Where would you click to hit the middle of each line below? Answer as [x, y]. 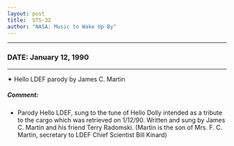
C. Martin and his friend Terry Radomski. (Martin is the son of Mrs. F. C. [120, 127]
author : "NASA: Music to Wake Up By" [62, 26]
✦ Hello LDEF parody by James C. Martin [66, 79]
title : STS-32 [29, 20]
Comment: [23, 95]
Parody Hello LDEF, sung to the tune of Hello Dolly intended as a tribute [120, 113]
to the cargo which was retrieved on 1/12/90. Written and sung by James [121, 120]
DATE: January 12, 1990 [48, 58]
